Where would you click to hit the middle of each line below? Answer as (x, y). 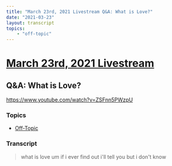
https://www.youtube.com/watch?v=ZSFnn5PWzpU (70, 100)
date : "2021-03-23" (30, 17)
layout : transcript (30, 23)
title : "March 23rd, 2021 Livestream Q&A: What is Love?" (79, 12)
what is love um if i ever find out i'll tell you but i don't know (93, 156)
